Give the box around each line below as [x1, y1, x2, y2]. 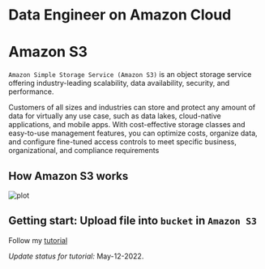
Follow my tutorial [8, 235, 68, 245]
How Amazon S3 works [8, 169, 129, 183]
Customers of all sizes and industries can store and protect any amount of [8, 103, 256, 113]
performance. [8, 87, 54, 96]
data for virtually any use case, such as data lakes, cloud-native [8, 111, 221, 121]
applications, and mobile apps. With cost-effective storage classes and [8, 120, 246, 130]
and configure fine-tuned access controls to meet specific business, [8, 137, 237, 147]
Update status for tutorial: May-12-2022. [8, 251, 144, 261]
